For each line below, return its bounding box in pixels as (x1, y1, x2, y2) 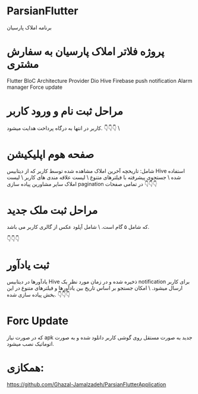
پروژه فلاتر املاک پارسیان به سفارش (7, 45, 165, 58)
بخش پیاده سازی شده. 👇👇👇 (7, 291, 71, 298)
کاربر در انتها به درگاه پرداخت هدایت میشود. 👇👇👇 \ (7, 124, 120, 132)
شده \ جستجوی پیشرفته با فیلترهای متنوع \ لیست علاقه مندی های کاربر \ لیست (7, 173, 181, 181)
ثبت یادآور (7, 258, 49, 272)
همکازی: (7, 361, 44, 374)
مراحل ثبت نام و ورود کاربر (7, 104, 124, 118)
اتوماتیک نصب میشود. (7, 340, 54, 347)
